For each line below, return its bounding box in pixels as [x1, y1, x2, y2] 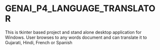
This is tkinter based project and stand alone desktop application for [5, 29, 142, 35]
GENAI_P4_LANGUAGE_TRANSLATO [5, 3, 156, 14]
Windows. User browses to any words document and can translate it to [5, 34, 147, 40]
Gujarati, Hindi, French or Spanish [5, 39, 73, 45]
